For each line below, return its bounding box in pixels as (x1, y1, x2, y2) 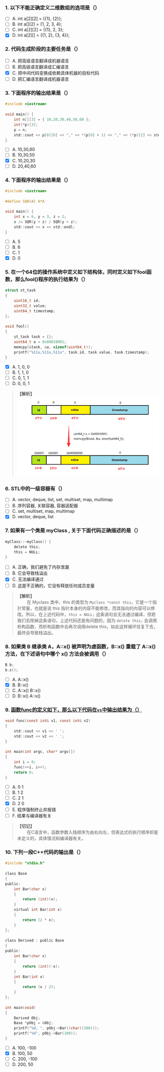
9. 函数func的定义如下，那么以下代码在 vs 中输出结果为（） (5, 706, 143, 713)
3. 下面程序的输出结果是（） (5, 89, 71, 96)
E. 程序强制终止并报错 (12, 807, 56, 812)
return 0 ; (14, 770, 34, 775)
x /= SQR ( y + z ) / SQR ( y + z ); (14, 219, 78, 224)
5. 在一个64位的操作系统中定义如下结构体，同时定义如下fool (5, 268, 147, 275)
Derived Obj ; (14, 1015, 41, 1020)
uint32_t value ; (14, 303, 47, 308)
